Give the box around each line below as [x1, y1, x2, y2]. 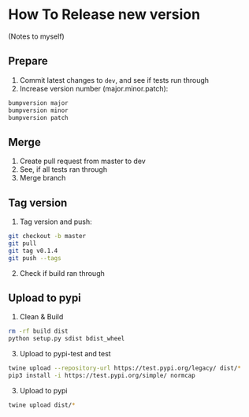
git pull [8, 239, 37, 248]
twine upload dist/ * [8, 400, 76, 409]
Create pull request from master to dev [19, 156, 146, 166]
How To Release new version [8, 6, 201, 24]
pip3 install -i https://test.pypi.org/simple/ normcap [8, 371, 195, 379]
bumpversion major [8, 99, 69, 107]
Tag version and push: [19, 217, 92, 226]
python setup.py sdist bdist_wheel [8, 335, 125, 343]
